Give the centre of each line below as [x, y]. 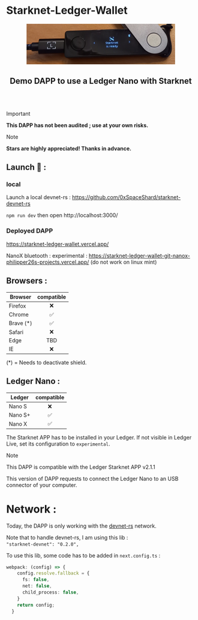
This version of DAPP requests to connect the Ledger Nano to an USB [92, 478]
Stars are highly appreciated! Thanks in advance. [69, 148]
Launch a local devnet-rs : [38, 197]
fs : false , [36, 580]
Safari [16, 332]
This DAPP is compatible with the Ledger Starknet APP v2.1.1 [81, 467]
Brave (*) [20, 323]
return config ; [36, 605]
